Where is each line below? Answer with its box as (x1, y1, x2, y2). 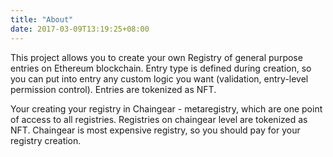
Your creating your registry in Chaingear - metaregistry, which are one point (10, 102, 323, 115)
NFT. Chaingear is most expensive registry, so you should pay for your (10, 124, 301, 136)
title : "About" (10, 14, 74, 25)
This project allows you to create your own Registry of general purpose (10, 51, 303, 63)
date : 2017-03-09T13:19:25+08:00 (10, 24, 150, 34)
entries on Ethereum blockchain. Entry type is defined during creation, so (10, 62, 312, 74)
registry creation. (10, 134, 82, 146)
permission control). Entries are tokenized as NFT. (10, 83, 217, 95)
